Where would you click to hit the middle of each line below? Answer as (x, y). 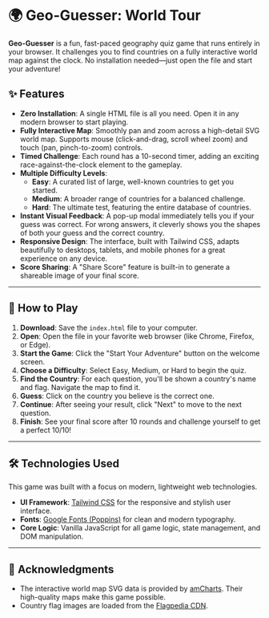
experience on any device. (64, 258)
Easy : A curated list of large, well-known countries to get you (133, 181)
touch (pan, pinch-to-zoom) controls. (81, 147)
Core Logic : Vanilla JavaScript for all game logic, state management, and (140, 528)
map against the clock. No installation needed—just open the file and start (130, 60)
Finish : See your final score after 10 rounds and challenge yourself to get (140, 421)
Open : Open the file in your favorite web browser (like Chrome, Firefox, (137, 336)
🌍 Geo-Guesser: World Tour (105, 16)
